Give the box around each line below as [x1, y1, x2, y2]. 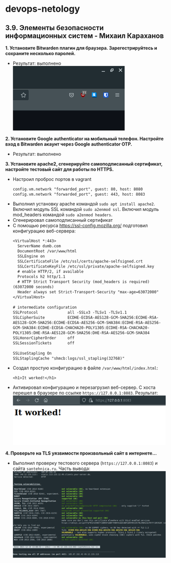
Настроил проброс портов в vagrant [12, 176, 92, 182]
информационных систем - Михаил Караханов [5, 31, 164, 40]
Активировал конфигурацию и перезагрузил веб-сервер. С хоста [12, 384, 156, 390]
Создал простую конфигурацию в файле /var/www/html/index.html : [12, 365, 159, 371]
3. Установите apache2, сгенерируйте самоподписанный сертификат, [5, 161, 163, 167]
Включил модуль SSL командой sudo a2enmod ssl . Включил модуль [12, 206, 159, 212]
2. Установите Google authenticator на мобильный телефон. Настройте [5, 136, 164, 142]
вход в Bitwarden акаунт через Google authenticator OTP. [5, 141, 132, 147]
